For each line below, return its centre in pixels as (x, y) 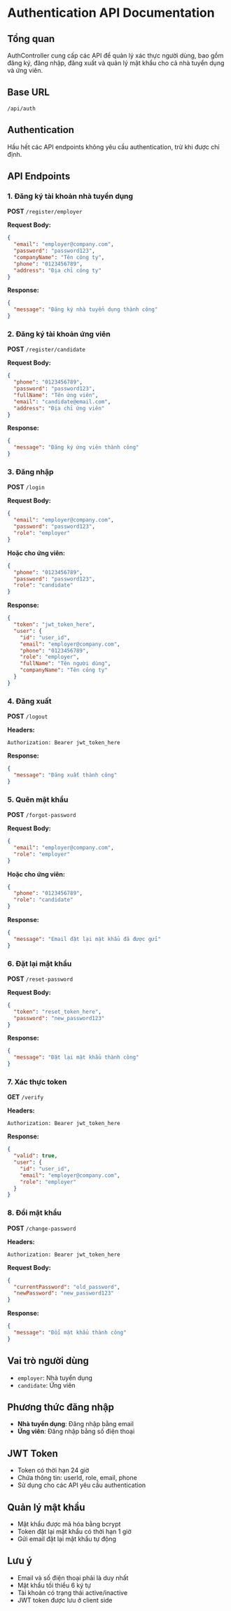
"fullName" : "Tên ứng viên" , (56, 395)
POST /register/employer (45, 211)
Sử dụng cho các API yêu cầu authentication (82, 1485)
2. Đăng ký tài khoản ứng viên (59, 334)
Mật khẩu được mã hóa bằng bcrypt (69, 1524)
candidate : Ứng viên (46, 1385)
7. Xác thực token (37, 1082)
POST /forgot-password (42, 815)
